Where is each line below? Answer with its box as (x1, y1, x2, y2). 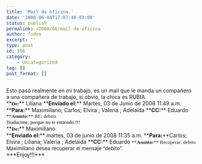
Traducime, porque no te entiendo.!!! (6, 119, 81, 125)
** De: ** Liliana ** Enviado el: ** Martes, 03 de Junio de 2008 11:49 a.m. (6, 100, 182, 107)
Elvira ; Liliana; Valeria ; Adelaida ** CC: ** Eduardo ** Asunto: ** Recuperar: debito (6, 138, 196, 145)
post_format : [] (6, 71, 47, 77)
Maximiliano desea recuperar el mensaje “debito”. (6, 145, 123, 152)
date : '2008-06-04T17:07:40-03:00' (6, 14, 96, 20)
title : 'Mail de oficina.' (6, 8, 74, 15)
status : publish (6, 20, 47, 26)
